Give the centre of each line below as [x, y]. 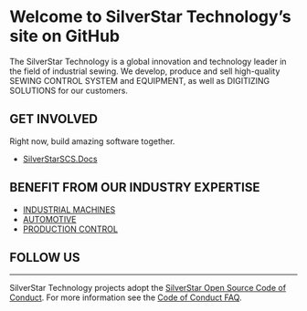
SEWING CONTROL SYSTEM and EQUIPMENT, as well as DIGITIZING [140, 80]
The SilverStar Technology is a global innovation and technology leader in [148, 61]
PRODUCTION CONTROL [70, 229]
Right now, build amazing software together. [92, 141]
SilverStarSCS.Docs [60, 159]
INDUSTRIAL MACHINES [69, 209]
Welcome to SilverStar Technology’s [150, 17]
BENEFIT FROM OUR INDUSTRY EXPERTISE [135, 187]
